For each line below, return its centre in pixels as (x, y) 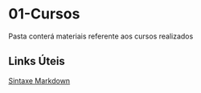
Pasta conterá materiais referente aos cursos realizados (101, 36)
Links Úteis (37, 61)
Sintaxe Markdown (39, 80)
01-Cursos (44, 14)
